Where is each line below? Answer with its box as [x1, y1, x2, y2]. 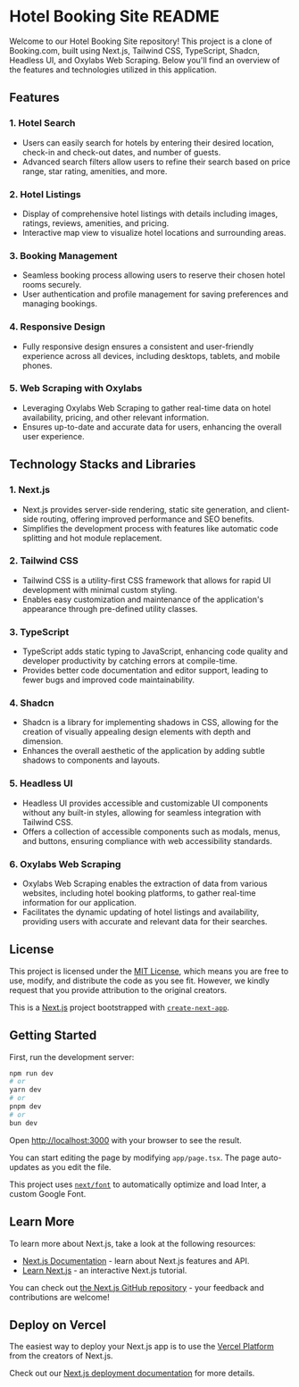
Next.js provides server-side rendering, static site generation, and [21, 504, 265, 514]
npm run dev [9, 1069, 54, 1078]
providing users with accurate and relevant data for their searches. [21, 915, 268, 926]
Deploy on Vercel [9, 1317, 107, 1333]
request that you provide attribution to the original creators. [9, 984, 228, 995]
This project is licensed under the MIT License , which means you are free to [9, 965, 289, 976]
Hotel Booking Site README [9, 6, 220, 27]
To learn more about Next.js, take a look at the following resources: [9, 1238, 256, 1249]
